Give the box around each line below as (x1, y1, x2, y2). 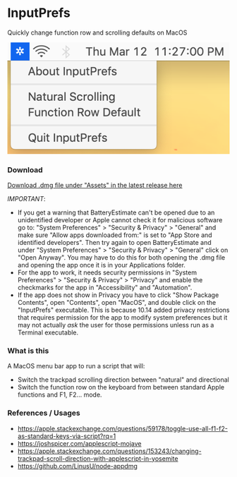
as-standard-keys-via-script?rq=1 (17, 432, 116, 440)
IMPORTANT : (7, 195, 46, 203)
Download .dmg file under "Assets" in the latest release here (7, 181, 183, 190)
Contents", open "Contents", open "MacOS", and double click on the (17, 298, 217, 307)
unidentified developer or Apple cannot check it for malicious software (17, 216, 223, 224)
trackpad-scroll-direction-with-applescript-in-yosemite (17, 454, 178, 463)
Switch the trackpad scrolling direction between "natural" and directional (17, 375, 229, 384)
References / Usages (7, 408, 80, 418)
